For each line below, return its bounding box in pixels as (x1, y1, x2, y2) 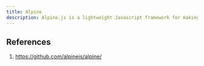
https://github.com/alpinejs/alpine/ (15, 53, 102, 61)
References (6, 37, 51, 47)
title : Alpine (6, 8, 42, 15)
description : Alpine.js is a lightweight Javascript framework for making (6, 15, 200, 21)
